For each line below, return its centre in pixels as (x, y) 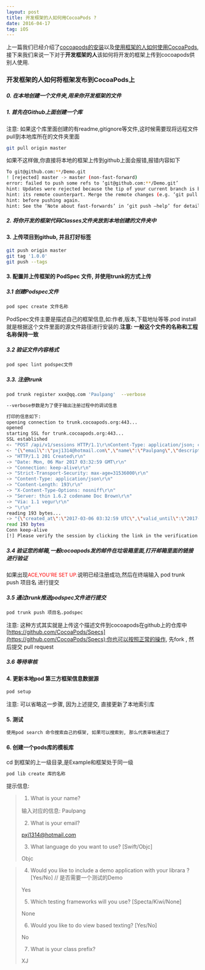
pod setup (19, 692)
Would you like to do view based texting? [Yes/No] (94, 925)
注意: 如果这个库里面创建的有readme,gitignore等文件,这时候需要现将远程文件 (102, 128)
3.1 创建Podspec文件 (33, 292)
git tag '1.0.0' (27, 256)
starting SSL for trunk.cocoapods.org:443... (65, 434)
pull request (38, 647)
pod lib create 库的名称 (36, 774)
